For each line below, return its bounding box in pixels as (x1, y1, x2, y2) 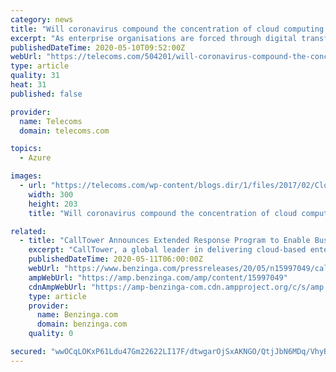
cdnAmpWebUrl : (28, 282, 87, 292)
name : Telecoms (19, 116, 83, 126)
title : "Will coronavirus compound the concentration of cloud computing (10, 24, 325, 34)
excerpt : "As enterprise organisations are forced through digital (10, 33, 298, 43)
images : (10, 171, 43, 181)
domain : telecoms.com (19, 126, 110, 136)
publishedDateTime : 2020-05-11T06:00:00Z (28, 254, 203, 265)
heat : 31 (10, 80, 47, 90)
